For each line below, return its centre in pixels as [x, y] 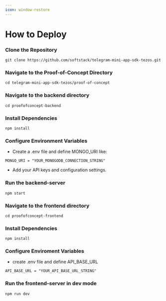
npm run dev [17, 294]
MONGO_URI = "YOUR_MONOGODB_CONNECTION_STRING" [55, 161]
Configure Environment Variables [46, 141]
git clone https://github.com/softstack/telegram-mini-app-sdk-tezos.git [83, 60]
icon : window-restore [28, 10]
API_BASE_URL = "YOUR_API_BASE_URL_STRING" [51, 271]
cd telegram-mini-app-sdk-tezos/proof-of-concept [58, 83]
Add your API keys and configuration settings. [59, 170]
